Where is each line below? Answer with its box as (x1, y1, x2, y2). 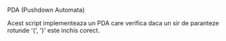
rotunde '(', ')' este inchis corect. (7, 27, 100, 34)
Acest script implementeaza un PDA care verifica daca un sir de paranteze (7, 19, 220, 27)
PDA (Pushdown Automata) (7, 6, 85, 14)
